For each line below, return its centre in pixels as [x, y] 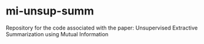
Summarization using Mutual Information [57, 34]
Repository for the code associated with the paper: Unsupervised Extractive [102, 28]
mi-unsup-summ [50, 11]
